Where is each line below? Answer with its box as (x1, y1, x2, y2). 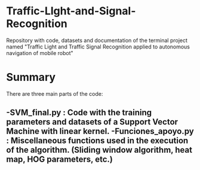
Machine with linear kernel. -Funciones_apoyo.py (6, 126, 194, 136)
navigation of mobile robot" (6, 49, 73, 56)
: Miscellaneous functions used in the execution (6, 136, 189, 146)
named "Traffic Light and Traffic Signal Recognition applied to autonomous (6, 43, 190, 50)
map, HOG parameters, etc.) (6, 154, 113, 165)
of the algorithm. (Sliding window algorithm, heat (6, 145, 193, 155)
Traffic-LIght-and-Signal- (6, 4, 136, 18)
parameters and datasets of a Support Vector (6, 117, 178, 127)
